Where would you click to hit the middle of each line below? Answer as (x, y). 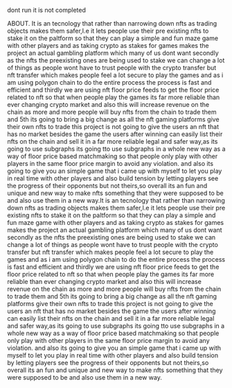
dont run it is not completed (47, 10)
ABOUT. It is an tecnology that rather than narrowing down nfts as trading (112, 23)
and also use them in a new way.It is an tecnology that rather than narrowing (116, 200)
